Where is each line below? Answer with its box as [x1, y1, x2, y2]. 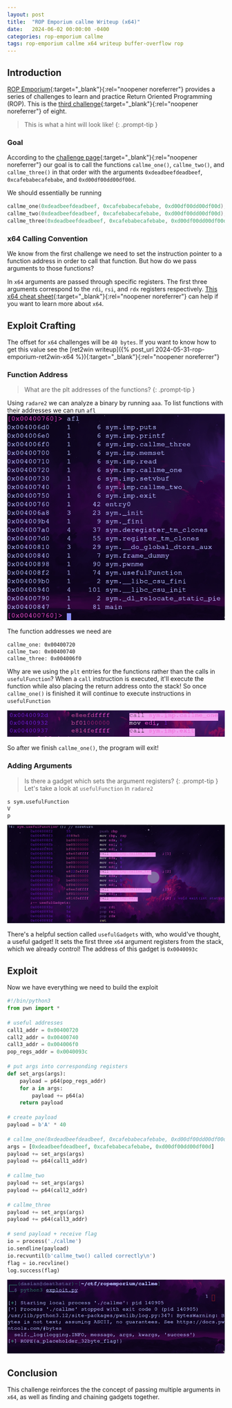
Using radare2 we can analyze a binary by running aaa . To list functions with [7, 399, 223, 407]
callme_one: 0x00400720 [7, 642, 76, 648]
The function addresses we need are [7, 627, 112, 635]
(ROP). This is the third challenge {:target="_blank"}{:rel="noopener [7, 99, 199, 108]
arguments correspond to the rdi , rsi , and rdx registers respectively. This [7, 285, 217, 293]
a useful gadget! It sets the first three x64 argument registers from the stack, [7, 938, 224, 946]
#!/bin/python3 [7, 998, 51, 1005]
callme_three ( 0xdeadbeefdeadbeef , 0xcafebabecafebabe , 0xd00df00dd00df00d [7, 218, 227, 224]
